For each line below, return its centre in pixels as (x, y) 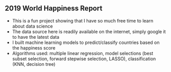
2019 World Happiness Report (54, 8)
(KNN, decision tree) (34, 64)
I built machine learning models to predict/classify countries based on (86, 42)
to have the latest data (36, 37)
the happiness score (34, 47)
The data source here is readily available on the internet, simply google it (89, 31)
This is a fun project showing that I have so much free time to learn (83, 20)
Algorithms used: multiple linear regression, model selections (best (83, 53)
